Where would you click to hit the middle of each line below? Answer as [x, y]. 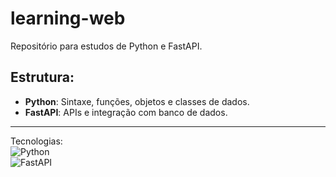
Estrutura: [42, 77]
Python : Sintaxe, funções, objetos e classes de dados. [137, 101]
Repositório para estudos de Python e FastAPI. [106, 46]
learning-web [68, 18]
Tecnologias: [36, 141]
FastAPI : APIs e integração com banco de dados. [126, 112]
